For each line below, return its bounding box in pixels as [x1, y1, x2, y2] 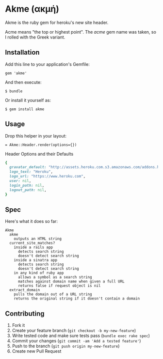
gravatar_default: [9, 165, 47, 170]
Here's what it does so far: [5, 219, 58, 224]
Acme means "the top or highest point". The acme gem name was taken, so [5, 29, 157, 35]
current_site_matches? [9, 240, 55, 246]
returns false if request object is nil [17, 283, 101, 288]
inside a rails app [14, 245, 53, 250]
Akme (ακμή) [5, 3, 59, 15]
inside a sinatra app [14, 258, 57, 263]
